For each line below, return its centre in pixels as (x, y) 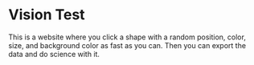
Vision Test (47, 15)
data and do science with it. (54, 54)
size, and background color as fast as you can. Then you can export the (127, 45)
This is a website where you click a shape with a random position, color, (127, 37)
